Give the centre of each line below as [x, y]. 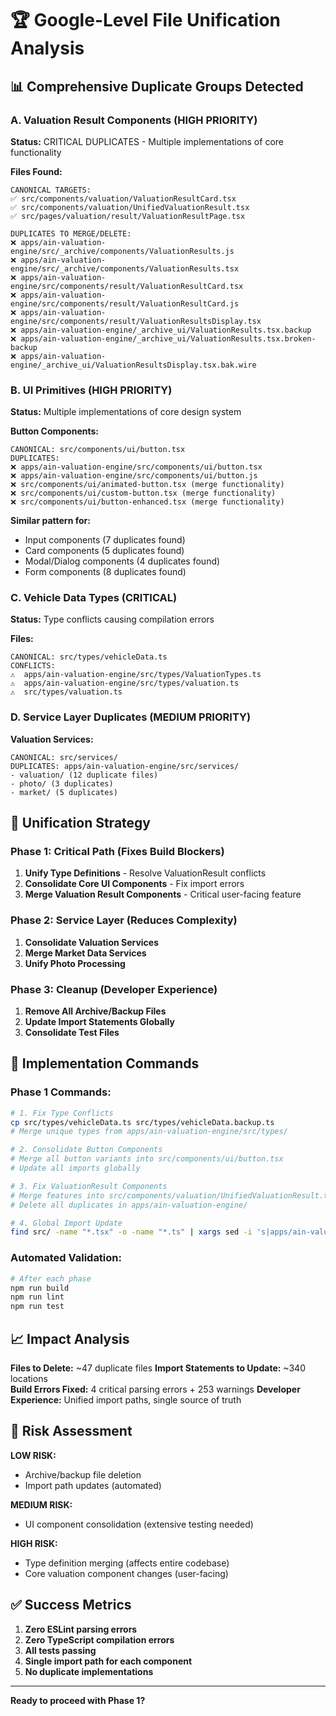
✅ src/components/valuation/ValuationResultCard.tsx [123, 198]
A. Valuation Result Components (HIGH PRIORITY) [134, 120]
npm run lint [37, 1297]
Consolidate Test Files [72, 1033]
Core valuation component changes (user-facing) [126, 1573]
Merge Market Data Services [85, 953]
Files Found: [36, 171]
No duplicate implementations [89, 1671]
